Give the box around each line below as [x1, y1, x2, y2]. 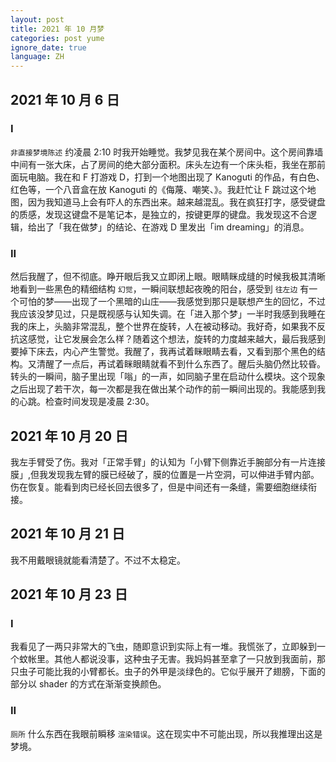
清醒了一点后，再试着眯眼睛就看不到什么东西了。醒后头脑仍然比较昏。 [36, 358, 326, 370]
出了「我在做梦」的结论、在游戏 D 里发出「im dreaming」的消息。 [36, 221, 310, 233]
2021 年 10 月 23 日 [10, 586, 128, 603]
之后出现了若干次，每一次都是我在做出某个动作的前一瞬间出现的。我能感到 [10, 383, 317, 395]
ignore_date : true [10, 42, 87, 53]
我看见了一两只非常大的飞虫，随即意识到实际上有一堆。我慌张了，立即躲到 [10, 641, 317, 653]
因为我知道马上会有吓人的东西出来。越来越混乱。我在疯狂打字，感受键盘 [27, 196, 326, 208]
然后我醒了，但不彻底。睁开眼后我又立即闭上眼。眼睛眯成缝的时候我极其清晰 [10, 271, 326, 283]
